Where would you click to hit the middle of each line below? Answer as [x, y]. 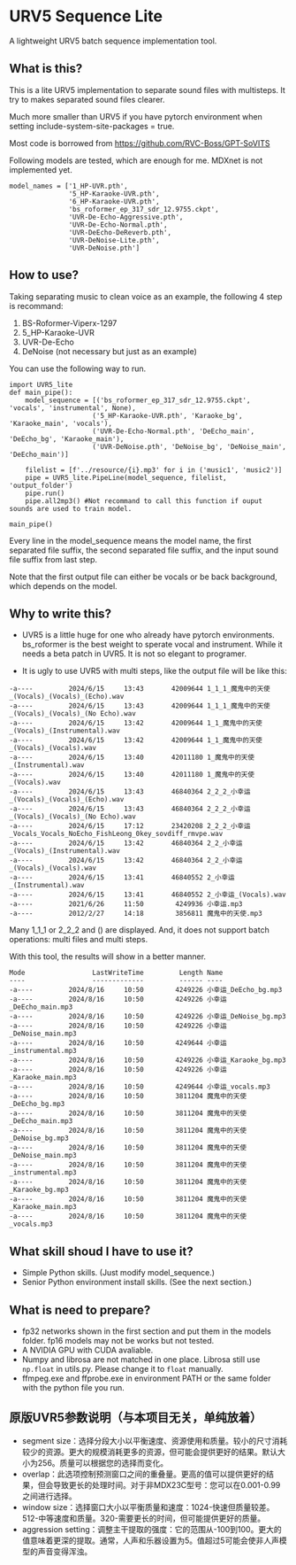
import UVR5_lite [41, 384]
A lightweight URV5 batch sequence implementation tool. [113, 41]
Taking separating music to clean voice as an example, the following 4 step [146, 296]
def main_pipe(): [41, 392]
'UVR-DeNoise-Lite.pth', [114, 240]
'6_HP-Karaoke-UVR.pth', [114, 201]
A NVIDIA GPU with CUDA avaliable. [87, 1350]
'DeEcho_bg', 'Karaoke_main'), [67, 439]
